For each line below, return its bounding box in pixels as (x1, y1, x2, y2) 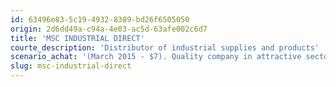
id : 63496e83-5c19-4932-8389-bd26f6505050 (10, 14, 190, 25)
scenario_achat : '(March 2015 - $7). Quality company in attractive (10, 52, 302, 62)
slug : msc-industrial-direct (10, 61, 132, 71)
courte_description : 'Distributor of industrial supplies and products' (10, 42, 320, 53)
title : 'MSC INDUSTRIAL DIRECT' (10, 33, 145, 43)
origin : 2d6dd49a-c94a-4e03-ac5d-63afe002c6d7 (10, 24, 208, 34)
